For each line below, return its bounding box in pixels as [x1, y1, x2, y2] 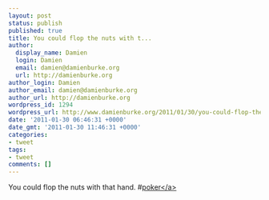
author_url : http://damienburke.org [8, 94, 130, 102]
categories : [8, 130, 48, 138]
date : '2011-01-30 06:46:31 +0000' [8, 116, 127, 124]
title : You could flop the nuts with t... [8, 34, 152, 42]
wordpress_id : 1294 [8, 101, 74, 109]
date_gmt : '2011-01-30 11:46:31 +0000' [8, 123, 142, 131]
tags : [8, 146, 26, 154]
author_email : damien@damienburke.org [8, 86, 138, 94]
